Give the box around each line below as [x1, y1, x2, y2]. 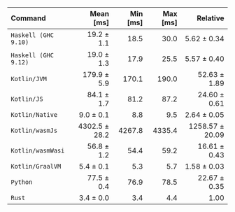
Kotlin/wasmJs [10, 127, 58, 134]
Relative [197, 13, 225, 23]
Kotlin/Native [10, 111, 58, 118]
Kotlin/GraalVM [10, 162, 62, 170]
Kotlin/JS [10, 95, 43, 103]
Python [10, 178, 33, 186]
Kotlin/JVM [10, 75, 47, 83]
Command [10, 13, 47, 23]
